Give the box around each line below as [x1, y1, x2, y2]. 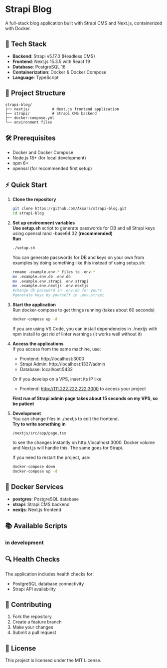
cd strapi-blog [12, 211, 44, 216]
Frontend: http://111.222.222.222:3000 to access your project [19, 385, 146, 391]
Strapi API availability [12, 586, 56, 592]
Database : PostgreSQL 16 [12, 63, 66, 69]
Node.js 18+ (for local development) [12, 155, 86, 161]
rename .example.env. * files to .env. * [12, 269, 96, 274]
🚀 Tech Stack [5, 40, 47, 48]
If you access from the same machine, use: [12, 346, 101, 352]
